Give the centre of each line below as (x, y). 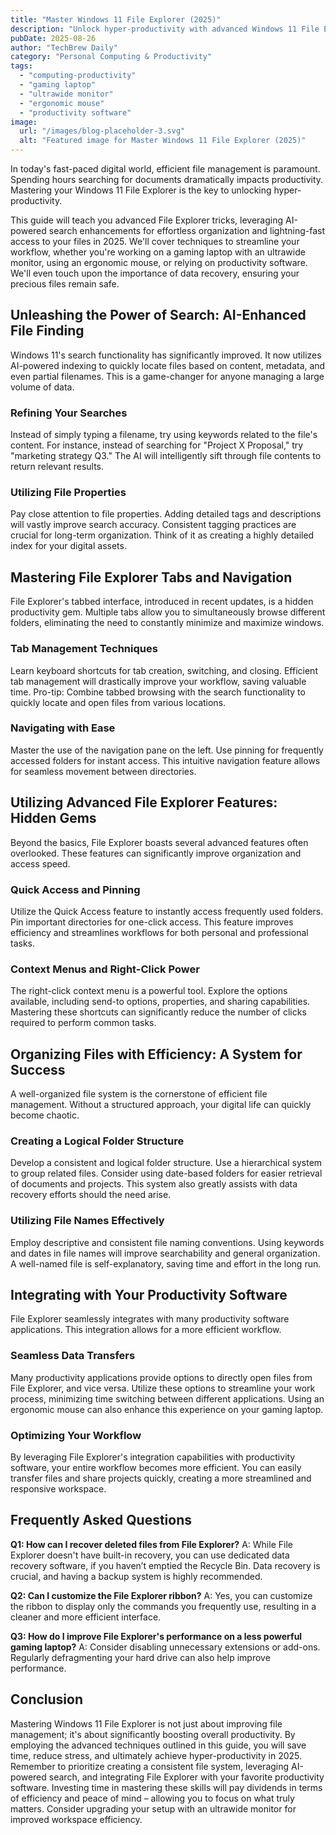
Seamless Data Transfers (73, 1356)
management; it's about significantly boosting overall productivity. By (153, 1734)
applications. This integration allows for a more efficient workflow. (146, 1330)
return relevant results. (57, 467)
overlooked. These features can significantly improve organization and (156, 853)
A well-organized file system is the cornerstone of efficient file (139, 1094)
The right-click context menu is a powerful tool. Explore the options (149, 991)
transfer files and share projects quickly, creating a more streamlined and (161, 1478)
